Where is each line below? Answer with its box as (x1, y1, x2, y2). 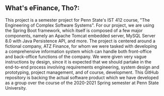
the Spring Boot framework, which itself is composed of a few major (5, 27, 143, 33)
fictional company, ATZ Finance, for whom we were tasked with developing (5, 43, 157, 49)
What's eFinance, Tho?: (5, 4, 80, 12)
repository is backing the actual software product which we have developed (5, 74, 159, 80)
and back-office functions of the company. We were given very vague (5, 54, 147, 60)
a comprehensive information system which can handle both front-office (5, 48, 152, 54)
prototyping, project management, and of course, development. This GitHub (5, 69, 159, 75)
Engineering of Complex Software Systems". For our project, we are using (5, 22, 155, 28)
